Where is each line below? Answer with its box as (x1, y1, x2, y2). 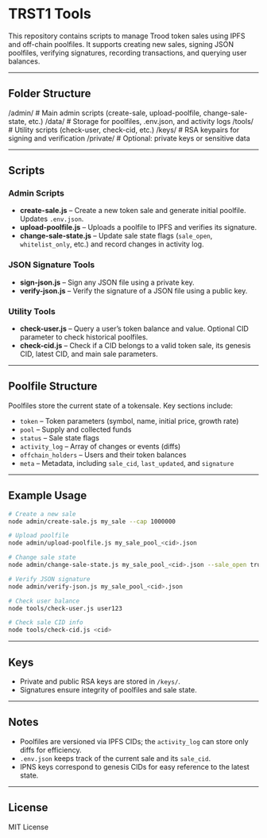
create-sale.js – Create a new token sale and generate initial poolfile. (19, 206, 246, 215)
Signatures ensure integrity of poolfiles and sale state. (19, 685, 197, 694)
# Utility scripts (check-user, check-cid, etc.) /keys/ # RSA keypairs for (8, 125, 240, 134)
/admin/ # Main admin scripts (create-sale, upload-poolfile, (8, 108, 202, 118)
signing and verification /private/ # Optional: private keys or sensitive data (8, 133, 250, 143)
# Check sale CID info (8, 619, 83, 627)
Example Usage (8, 489, 87, 502)
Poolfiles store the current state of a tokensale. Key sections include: (8, 401, 233, 410)
